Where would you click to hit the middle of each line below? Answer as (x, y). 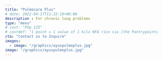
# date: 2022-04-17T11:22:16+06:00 (41, 14)
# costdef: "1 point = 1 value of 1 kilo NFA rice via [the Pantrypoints (82, 32)
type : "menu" (18, 23)
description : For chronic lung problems (48, 18)
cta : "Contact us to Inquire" (36, 37)
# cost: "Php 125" (24, 28)
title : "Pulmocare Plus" (30, 9)
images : (13, 41)
